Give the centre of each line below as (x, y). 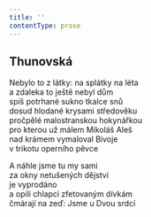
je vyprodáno (33, 185)
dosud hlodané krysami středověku (73, 111)
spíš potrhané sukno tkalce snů (66, 102)
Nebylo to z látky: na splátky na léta (74, 83)
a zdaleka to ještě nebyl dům (61, 92)
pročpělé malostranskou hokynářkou (76, 120)
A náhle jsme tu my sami (54, 166)
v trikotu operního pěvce (54, 149)
